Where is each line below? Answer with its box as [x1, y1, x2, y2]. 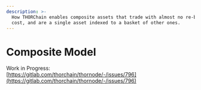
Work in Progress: [6, 65, 51, 72]
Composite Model [6, 45, 96, 59]
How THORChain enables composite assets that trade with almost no [11, 14, 184, 20]
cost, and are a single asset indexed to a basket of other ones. [11, 20, 181, 25]
